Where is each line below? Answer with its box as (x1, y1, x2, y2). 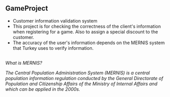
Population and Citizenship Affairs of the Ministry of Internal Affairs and (5, 81, 158, 87)
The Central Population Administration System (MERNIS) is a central (5, 70, 150, 76)
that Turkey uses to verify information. (12, 45, 94, 51)
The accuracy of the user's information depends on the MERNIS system (12, 40, 165, 46)
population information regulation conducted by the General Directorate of (5, 75, 163, 82)
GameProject (5, 4, 48, 13)
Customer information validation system (12, 17, 98, 24)
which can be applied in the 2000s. (5, 86, 81, 92)
